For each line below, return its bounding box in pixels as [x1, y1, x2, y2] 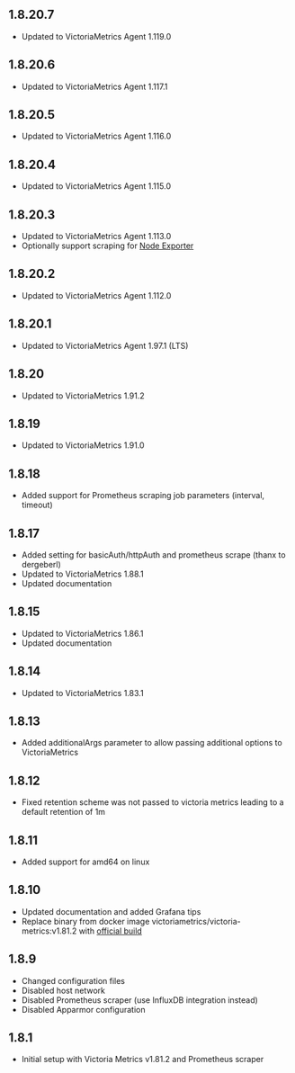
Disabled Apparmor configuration [21, 1004, 146, 1015]
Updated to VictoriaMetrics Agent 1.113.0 [21, 231, 172, 242]
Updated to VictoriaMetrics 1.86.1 [21, 628, 144, 639]
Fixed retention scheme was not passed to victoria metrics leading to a [21, 797, 284, 808]
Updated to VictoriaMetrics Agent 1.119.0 [21, 31, 172, 41]
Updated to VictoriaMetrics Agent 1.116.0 [21, 130, 172, 142]
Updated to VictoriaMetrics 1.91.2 [21, 390, 145, 401]
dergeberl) [21, 559, 62, 569]
